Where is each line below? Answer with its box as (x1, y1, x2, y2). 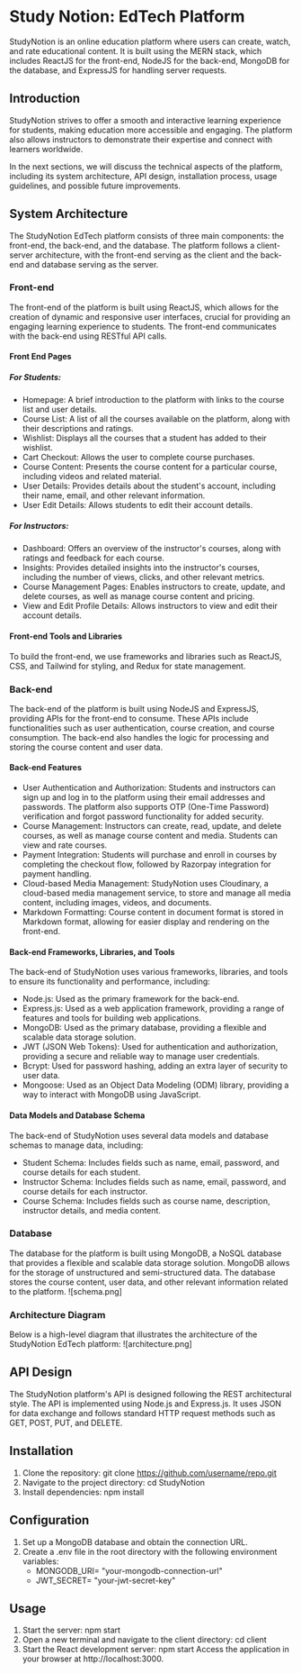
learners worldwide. (9, 143, 84, 154)
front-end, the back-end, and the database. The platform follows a (9, 240, 255, 250)
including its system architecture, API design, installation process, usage (9, 170, 278, 181)
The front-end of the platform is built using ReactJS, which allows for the (9, 302, 279, 313)
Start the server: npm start (22, 1624, 121, 1636)
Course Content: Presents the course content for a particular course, (22, 461, 278, 472)
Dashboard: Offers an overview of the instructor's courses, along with (22, 543, 281, 554)
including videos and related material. (22, 471, 162, 482)
